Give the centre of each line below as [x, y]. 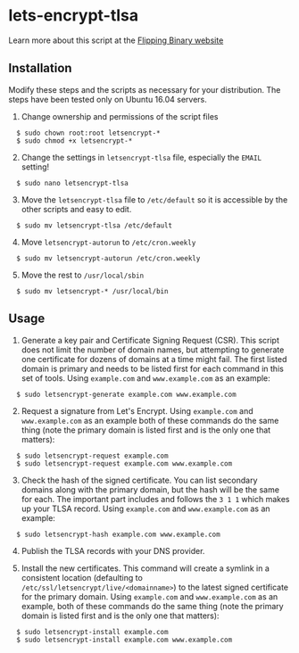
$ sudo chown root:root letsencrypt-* [89, 133]
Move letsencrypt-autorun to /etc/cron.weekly [108, 242]
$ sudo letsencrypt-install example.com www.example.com [125, 640]
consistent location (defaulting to [82, 577]
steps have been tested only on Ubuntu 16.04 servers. [108, 99]
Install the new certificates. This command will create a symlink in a [145, 568]
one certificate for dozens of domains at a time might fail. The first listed [154, 359]
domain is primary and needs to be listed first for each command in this [153, 368]
